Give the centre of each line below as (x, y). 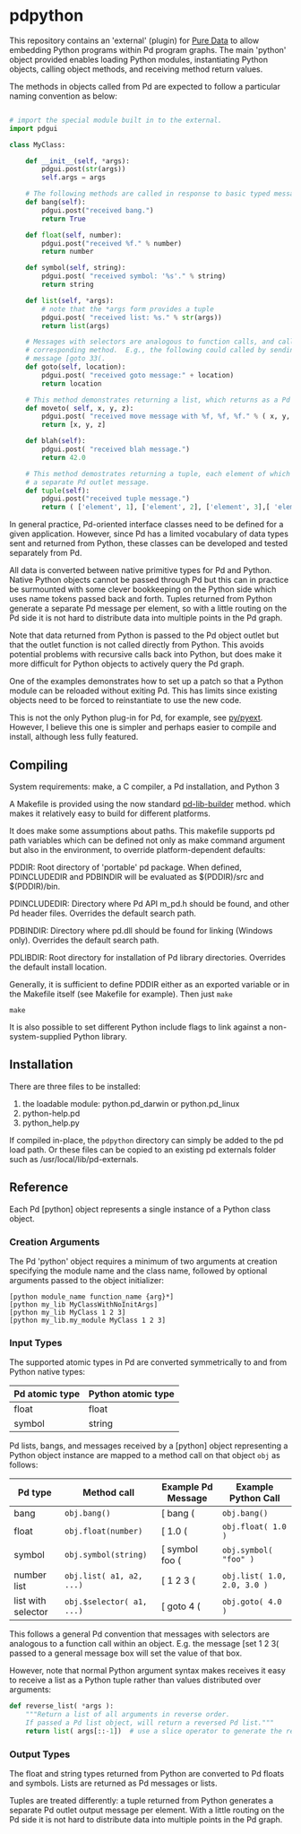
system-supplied (40, 1036)
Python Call (255, 1499)
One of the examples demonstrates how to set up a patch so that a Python (146, 682)
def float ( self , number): (74, 235)
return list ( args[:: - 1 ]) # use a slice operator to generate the (154, 1731)
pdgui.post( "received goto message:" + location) (138, 375)
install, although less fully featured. (74, 737)
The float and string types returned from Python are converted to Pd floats (147, 1774)
